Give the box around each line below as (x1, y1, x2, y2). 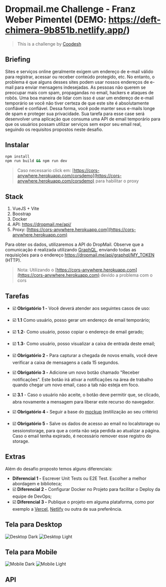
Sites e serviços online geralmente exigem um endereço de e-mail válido (5, 68, 154, 74)
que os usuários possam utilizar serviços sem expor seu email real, (5, 121, 142, 127)
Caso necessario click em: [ (17, 168, 74, 174)
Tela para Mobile (5, 548, 58, 556)
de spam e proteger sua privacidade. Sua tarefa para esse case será (5, 111, 145, 117)
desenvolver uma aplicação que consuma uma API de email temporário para (5, 116, 161, 122)
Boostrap (12, 211, 31, 217)
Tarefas (5, 292, 30, 300)
